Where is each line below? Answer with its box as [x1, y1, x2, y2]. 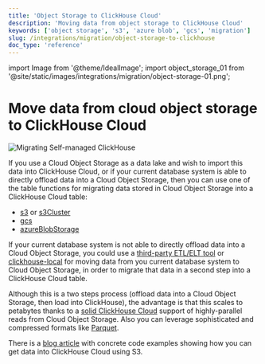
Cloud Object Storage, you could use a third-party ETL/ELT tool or [8, 249, 224, 258]
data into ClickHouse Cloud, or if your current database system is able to [8, 166, 247, 176]
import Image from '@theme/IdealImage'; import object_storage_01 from [8, 63, 245, 72]
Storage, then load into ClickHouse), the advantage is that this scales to [8, 298, 244, 307]
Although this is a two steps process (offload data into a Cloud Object [8, 289, 236, 299]
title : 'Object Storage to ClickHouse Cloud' [8, 11, 162, 20]
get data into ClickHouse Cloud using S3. [8, 347, 143, 357]
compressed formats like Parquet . [8, 323, 119, 333]
